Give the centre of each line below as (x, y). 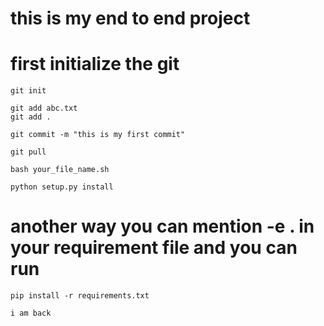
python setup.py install (62, 187)
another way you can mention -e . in (162, 226)
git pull (28, 152)
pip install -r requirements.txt (80, 296)
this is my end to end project (130, 18)
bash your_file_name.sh (60, 170)
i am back (31, 313)
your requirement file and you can (154, 248)
